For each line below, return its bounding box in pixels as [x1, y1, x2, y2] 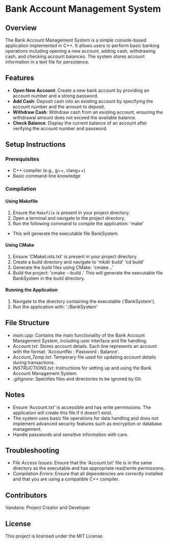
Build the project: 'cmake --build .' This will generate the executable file [12, 269, 163, 276]
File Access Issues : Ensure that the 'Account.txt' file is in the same [12, 459, 152, 466]
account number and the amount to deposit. [12, 103, 106, 110]
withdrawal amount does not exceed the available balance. [12, 114, 137, 120]
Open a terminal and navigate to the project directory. [12, 215, 126, 221]
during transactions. [12, 359, 55, 365]
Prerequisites [5, 156, 39, 163]
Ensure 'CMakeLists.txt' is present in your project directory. [12, 253, 138, 259]
